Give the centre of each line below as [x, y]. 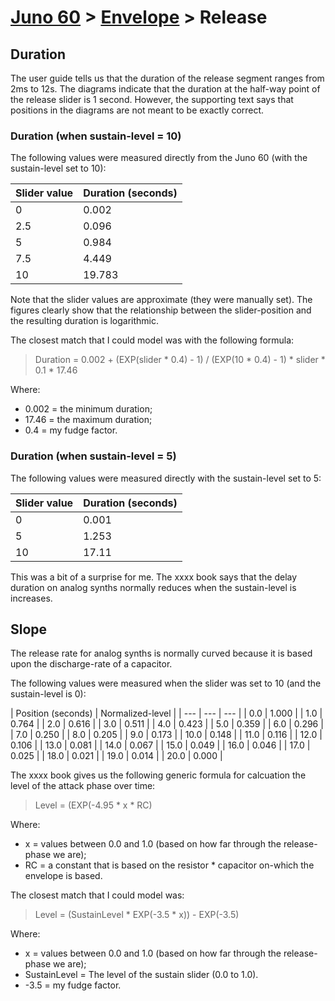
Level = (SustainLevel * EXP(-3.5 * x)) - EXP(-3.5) [137, 915]
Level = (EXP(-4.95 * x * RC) [93, 805]
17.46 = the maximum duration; [88, 420]
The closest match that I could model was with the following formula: [152, 340]
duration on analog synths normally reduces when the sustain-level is [153, 587]
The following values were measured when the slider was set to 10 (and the [166, 683]
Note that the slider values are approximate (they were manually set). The [161, 300]
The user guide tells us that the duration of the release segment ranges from [167, 78]
